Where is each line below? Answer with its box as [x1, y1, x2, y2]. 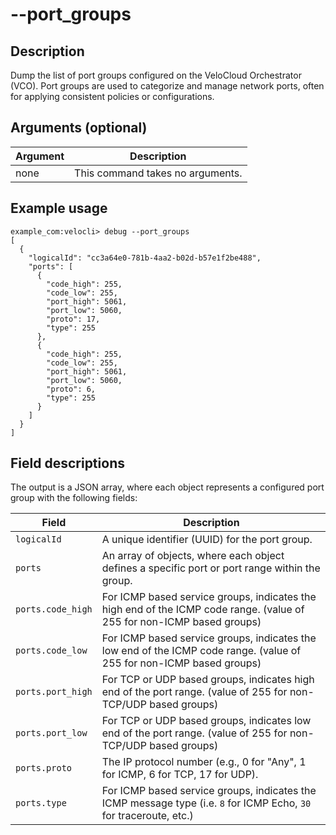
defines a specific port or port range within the [101, 561, 321, 575]
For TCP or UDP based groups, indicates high [101, 673, 315, 687]
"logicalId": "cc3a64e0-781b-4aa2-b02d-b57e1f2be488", [28, 253, 262, 263]
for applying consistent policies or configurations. [10, 91, 215, 102]
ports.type [15, 798, 67, 809]
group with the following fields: [10, 492, 138, 504]
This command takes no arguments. [74, 166, 243, 180]
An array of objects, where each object [101, 549, 285, 563]
